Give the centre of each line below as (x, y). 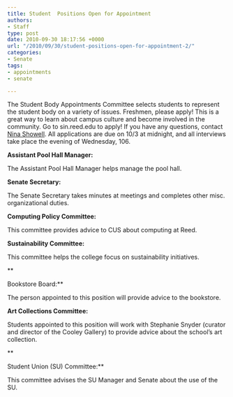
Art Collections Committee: (48, 311)
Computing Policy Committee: (52, 216)
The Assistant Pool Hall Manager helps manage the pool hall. (95, 169)
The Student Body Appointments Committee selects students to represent (113, 105)
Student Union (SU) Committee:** (56, 366)
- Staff (18, 27)
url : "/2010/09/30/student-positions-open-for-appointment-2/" (101, 46)
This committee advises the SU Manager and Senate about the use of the (113, 380)
